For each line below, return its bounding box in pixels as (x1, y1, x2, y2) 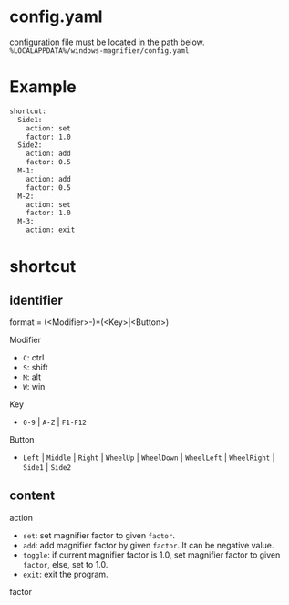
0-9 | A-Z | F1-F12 (22, 417, 87, 427)
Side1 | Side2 (22, 462, 71, 472)
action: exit (26, 225, 76, 235)
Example (9, 77, 77, 98)
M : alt (22, 371, 41, 382)
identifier (9, 292, 64, 308)
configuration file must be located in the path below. (9, 37, 205, 47)
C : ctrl (22, 352, 45, 362)
